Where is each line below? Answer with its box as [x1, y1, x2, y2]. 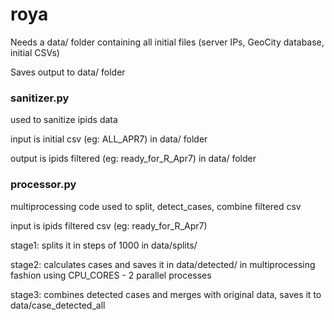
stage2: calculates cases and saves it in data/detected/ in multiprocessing [10, 258, 316, 270]
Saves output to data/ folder [10, 66, 126, 78]
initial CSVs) [10, 46, 60, 58]
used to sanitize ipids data [10, 114, 118, 126]
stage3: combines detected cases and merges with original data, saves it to [10, 288, 322, 300]
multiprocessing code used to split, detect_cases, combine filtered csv [10, 200, 302, 212]
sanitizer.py [10, 91, 70, 105]
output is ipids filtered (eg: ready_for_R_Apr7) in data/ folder [10, 153, 257, 165]
